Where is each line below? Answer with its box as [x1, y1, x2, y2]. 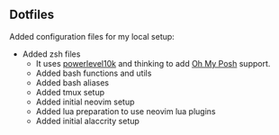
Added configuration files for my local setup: [9, 31, 175, 41]
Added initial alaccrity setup [35, 115, 139, 126]
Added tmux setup [35, 86, 105, 97]
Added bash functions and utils [35, 67, 152, 78]
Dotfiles [9, 7, 55, 22]
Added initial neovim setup [35, 96, 135, 107]
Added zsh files [22, 49, 81, 59]
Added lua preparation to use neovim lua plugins [35, 105, 216, 116]
